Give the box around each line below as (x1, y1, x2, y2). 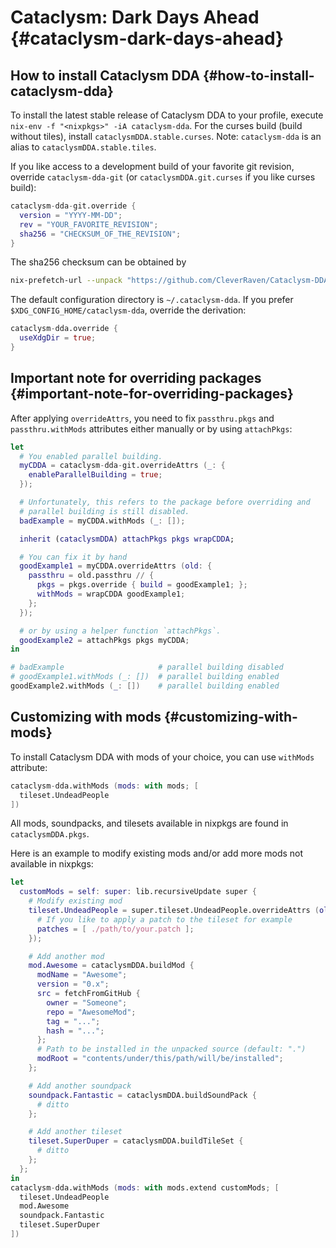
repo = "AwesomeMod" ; (46, 1007, 137, 1017)
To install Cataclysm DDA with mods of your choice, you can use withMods (10, 751, 315, 763)
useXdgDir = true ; (19, 333, 97, 343)
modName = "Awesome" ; (36, 970, 128, 980)
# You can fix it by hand (19, 552, 128, 562)
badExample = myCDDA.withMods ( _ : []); (19, 516, 186, 526)
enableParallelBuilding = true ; (28, 470, 163, 480)
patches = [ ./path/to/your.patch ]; (36, 924, 195, 934)
